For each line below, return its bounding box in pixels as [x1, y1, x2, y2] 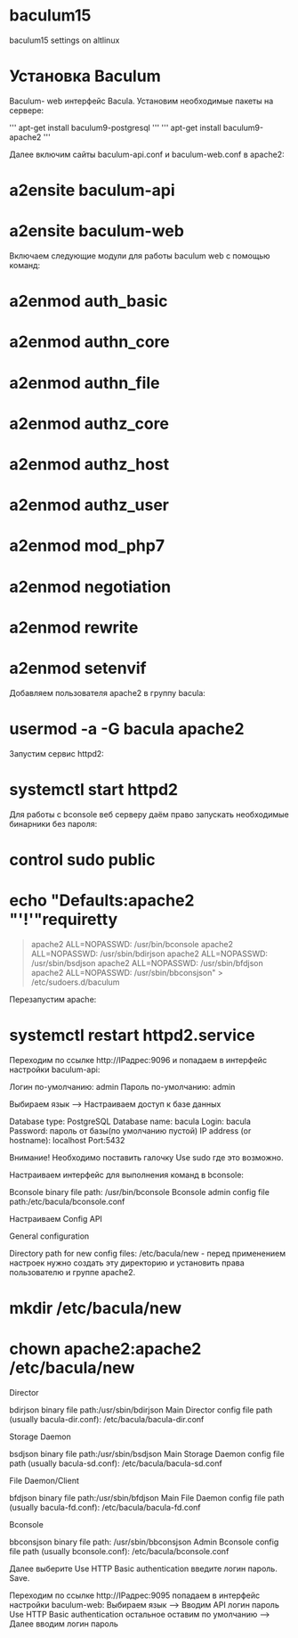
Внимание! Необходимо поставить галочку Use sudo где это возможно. [9, 1151, 284, 1163]
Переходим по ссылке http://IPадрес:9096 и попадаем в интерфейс [9, 1054, 268, 1065]
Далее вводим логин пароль [9, 1618, 118, 1629]
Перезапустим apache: [9, 994, 97, 1004]
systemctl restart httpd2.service [9, 1025, 255, 1045]
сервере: [9, 104, 44, 116]
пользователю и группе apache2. [9, 1266, 136, 1277]
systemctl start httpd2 [9, 779, 179, 799]
